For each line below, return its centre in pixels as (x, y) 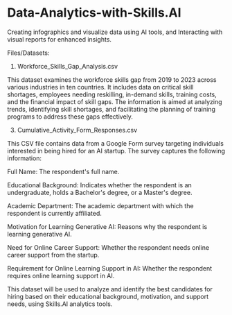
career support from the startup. (53, 255)
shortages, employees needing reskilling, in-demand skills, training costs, (112, 94)
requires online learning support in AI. (61, 275)
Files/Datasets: (28, 53)
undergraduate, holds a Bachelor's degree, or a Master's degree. (100, 192)
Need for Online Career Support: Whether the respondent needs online (108, 247)
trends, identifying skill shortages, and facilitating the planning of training (111, 109)
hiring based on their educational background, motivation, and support (108, 296)
